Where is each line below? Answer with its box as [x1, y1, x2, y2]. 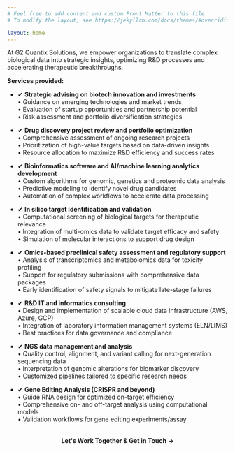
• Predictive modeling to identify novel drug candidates [17, 184, 177, 193]
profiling [17, 263, 42, 272]
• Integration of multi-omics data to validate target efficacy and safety [17, 228, 220, 236]
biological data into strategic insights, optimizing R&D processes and [7, 56, 205, 64]
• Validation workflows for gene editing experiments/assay [17, 415, 187, 423]
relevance [17, 220, 47, 228]
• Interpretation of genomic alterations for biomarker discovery [17, 365, 199, 373]
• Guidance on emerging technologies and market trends [17, 98, 182, 106]
